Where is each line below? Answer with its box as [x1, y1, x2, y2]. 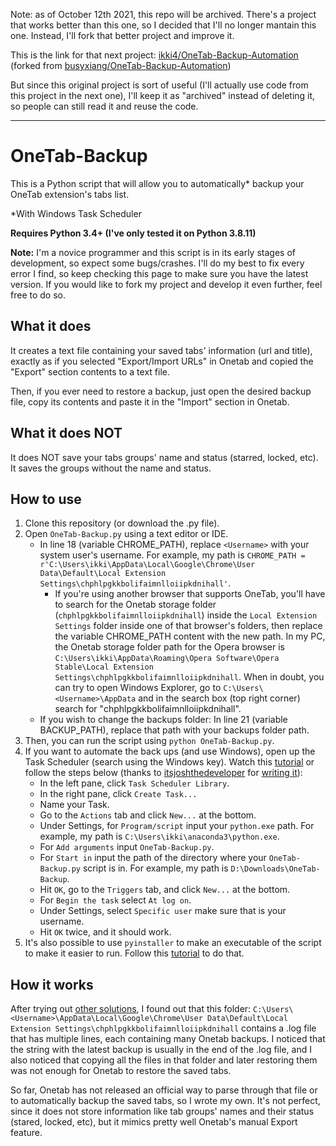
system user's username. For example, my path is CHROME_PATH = [39, 549, 306, 561]
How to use [10, 490, 82, 508]
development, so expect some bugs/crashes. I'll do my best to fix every [10, 257, 305, 269]
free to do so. [10, 289, 66, 301]
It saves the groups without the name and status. [10, 462, 212, 474]
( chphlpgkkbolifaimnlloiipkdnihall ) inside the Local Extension [54, 609, 318, 621]
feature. [10, 1127, 43, 1139]
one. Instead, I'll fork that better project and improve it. [10, 30, 235, 41]
